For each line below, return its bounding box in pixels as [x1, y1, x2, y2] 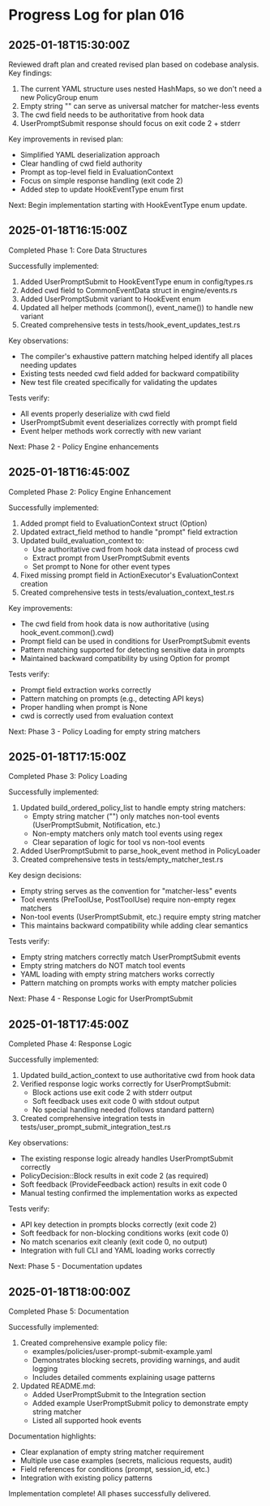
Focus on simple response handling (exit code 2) [19, 176, 184, 185]
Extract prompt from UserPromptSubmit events [32, 552, 191, 562]
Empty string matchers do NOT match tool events [19, 961, 186, 971]
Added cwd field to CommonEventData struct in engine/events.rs [19, 285, 238, 295]
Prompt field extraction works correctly [19, 685, 152, 695]
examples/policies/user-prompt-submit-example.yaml [32, 1347, 212, 1357]
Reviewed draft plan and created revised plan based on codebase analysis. [8, 59, 259, 69]
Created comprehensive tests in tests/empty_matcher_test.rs [19, 855, 224, 864]
